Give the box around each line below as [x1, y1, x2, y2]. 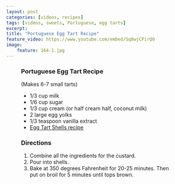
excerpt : [6, 25, 28, 32]
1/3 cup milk [29, 92, 59, 99]
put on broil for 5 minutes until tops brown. [29, 171, 134, 179]
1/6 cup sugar [29, 99, 63, 106]
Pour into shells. [29, 158, 69, 166]
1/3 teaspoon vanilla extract [29, 117, 97, 125]
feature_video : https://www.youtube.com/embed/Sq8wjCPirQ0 [6, 36, 155, 42]
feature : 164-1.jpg [17, 48, 65, 54]
